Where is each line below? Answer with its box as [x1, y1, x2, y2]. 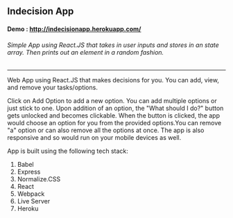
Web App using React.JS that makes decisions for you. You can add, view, [7, 76, 220, 84]
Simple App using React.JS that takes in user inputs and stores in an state [7, 41, 220, 49]
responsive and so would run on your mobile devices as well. [7, 134, 182, 142]
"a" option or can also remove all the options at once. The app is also [7, 126, 205, 134]
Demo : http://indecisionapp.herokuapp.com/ [7, 24, 141, 33]
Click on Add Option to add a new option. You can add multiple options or [7, 97, 217, 105]
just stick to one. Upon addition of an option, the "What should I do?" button [7, 104, 224, 113]
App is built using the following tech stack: [7, 147, 128, 155]
